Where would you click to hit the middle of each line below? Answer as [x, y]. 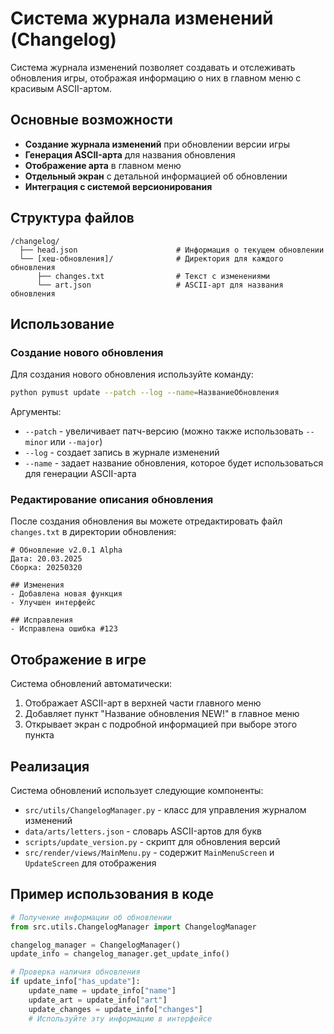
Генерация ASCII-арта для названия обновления [130, 154]
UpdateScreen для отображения [90, 863]
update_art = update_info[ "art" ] [98, 1000]
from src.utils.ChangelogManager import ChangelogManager [133, 927]
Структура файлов [72, 218]
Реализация [50, 766]
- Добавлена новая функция [66, 594]
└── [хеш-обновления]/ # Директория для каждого [151, 258]
